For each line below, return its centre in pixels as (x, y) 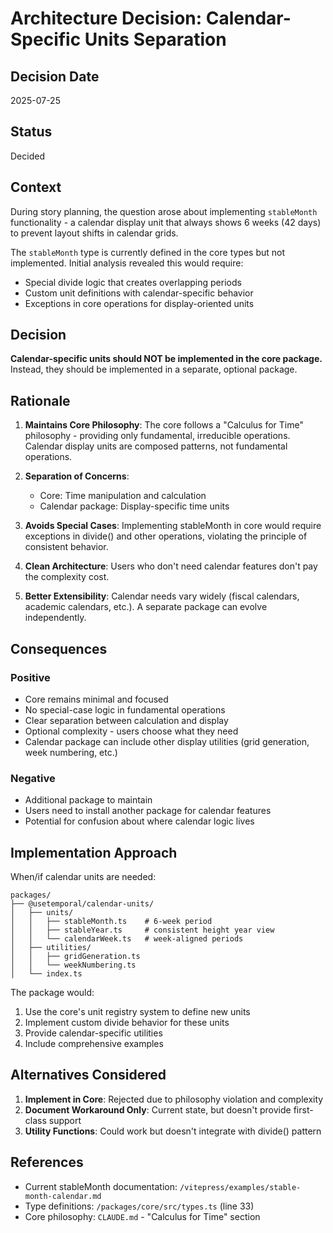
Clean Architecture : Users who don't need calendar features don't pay (171, 566)
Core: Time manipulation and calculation (123, 496)
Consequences (59, 648)
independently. (55, 618)
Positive (30, 677)
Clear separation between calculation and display (126, 720)
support (65, 1120)
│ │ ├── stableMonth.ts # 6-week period (111, 922)
